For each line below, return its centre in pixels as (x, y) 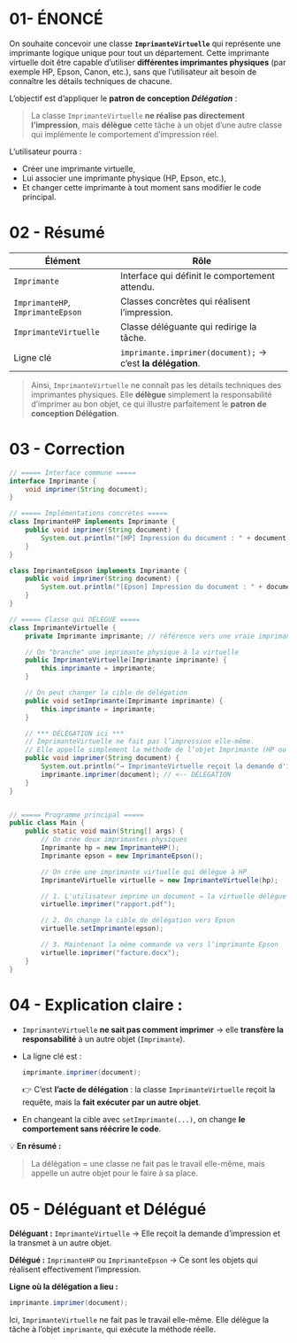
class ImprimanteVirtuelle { (63, 628)
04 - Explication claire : (96, 1005)
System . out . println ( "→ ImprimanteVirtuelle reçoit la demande (158, 766)
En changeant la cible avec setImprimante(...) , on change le (133, 1120)
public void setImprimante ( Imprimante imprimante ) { (124, 701)
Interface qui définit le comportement (198, 276)
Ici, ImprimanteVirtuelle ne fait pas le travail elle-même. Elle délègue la (139, 1320)
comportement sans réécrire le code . (91, 1129)
